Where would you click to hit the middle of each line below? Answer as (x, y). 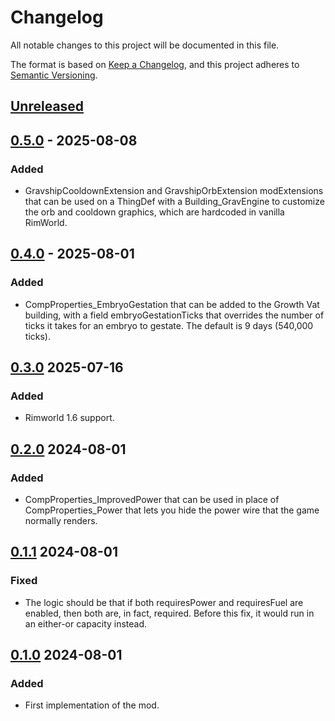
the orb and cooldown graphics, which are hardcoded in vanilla (154, 212)
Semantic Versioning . (54, 75)
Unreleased (47, 106)
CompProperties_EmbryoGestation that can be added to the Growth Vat (172, 304)
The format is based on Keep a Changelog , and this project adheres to (155, 64)
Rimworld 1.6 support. (69, 418)
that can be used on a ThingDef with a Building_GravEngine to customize (174, 202)
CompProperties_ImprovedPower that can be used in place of (152, 500)
